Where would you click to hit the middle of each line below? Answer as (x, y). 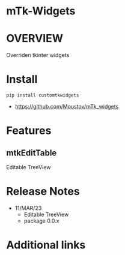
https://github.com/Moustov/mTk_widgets (67, 107)
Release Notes (43, 192)
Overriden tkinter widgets (38, 55)
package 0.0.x (41, 221)
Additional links (46, 245)
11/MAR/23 (28, 208)
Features (29, 131)
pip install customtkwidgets (43, 95)
